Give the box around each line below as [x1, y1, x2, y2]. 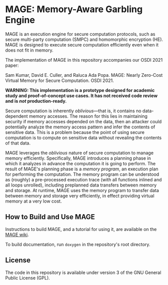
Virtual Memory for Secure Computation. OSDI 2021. [5, 77, 115, 83]
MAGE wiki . [5, 231, 29, 238]
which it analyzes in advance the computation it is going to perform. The [5, 160, 156, 166]
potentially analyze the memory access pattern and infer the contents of [5, 124, 155, 130]
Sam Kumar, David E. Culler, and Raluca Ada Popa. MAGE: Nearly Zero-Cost [5, 72, 163, 78]
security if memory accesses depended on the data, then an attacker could [5, 118, 162, 124]
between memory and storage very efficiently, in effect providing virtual [5, 193, 155, 199]
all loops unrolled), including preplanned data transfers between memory [5, 182, 157, 188]
